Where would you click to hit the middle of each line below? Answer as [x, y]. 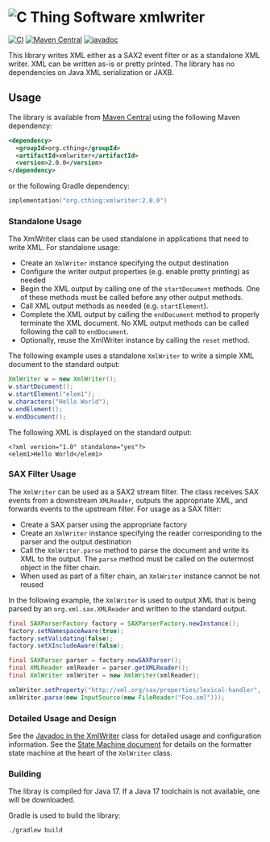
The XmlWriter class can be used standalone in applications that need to [129, 239]
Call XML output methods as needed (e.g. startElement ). [114, 306]
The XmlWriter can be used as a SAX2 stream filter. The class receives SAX [134, 491]
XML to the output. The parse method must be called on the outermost [137, 559]
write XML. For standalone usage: [64, 248]
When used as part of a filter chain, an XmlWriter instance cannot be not [140, 576]
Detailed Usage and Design [62, 718]
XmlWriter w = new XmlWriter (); [62, 379]
